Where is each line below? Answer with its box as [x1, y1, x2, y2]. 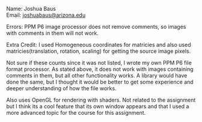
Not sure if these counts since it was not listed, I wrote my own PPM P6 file [6, 59, 192, 66]
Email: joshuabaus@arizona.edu [6, 11, 86, 19]
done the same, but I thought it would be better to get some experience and [6, 78, 194, 85]
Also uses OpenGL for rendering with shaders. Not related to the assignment [6, 96, 196, 103]
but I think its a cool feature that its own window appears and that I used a [6, 103, 189, 110]
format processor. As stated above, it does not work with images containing [6, 66, 194, 73]
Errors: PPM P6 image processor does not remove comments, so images [6, 23, 186, 30]
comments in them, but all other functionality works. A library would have [6, 72, 188, 79]
